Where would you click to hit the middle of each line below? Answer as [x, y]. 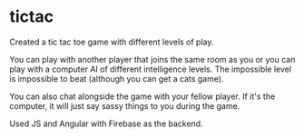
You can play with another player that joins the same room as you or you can [152, 59]
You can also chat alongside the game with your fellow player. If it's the [142, 96]
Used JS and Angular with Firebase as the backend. [106, 123]
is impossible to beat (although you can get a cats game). [117, 78]
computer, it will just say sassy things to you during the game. [125, 105]
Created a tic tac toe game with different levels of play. [112, 42]
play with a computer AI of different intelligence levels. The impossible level [151, 69]
